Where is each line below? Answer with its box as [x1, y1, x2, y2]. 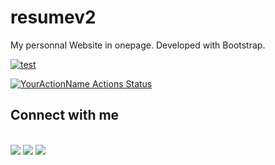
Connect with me [10, 107, 120, 124]
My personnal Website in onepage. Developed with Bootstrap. [10, 39, 266, 51]
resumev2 [10, 6, 97, 29]
